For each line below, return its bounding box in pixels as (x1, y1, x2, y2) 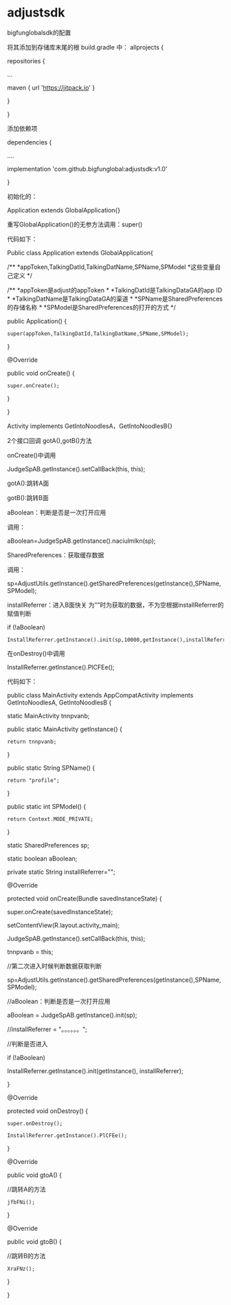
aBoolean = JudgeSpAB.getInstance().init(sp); (7, 1011, 137, 1019)
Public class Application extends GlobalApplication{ (7, 248, 153, 257)
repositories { (7, 56, 46, 65)
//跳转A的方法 (7, 1185, 46, 1193)
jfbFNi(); (7, 1198, 36, 1205)
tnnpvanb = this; (7, 947, 54, 956)
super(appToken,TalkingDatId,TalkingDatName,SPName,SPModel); (7, 330, 189, 337)
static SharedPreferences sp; (7, 841, 89, 849)
